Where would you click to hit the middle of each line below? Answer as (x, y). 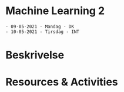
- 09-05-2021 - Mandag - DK (40, 27)
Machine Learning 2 (55, 11)
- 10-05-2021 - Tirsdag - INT (43, 32)
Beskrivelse (35, 55)
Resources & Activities (62, 82)
